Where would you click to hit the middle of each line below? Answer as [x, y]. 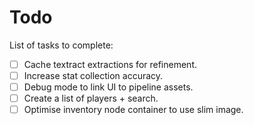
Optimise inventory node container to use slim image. [133, 110]
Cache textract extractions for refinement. [110, 64]
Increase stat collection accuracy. [93, 75]
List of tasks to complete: [61, 45]
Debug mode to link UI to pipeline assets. [108, 87]
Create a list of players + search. [91, 98]
